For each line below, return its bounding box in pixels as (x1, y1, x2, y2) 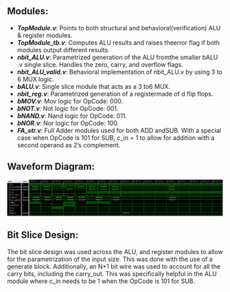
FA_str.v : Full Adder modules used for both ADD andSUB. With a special (16, 126, 222, 134)
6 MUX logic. (16, 75, 54, 83)
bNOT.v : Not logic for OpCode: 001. (16, 104, 119, 112)
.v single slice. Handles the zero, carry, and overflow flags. (16, 60, 183, 68)
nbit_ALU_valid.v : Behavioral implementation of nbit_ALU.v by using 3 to (16, 67, 223, 76)
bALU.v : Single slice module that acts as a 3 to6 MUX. (16, 82, 170, 90)
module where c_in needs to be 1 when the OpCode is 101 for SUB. (7, 277, 196, 285)
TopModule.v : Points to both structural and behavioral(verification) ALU (16, 23, 221, 32)
